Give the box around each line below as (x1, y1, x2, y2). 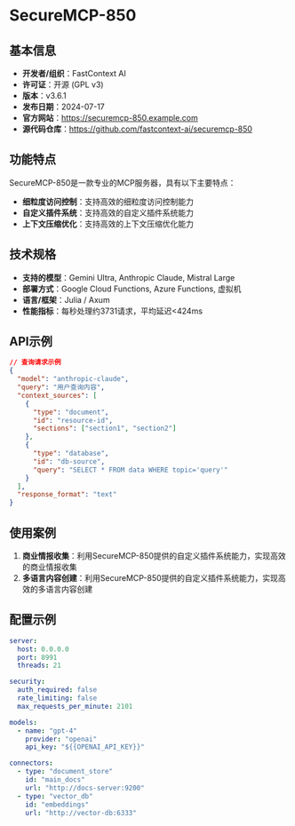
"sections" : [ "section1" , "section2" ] (32, 424, 177, 433)
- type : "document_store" (17, 767, 114, 776)
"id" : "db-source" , (32, 457, 105, 466)
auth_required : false (17, 686, 98, 695)
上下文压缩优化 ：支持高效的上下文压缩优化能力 (21, 218, 194, 229)
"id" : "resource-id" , (32, 416, 114, 425)
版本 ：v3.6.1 (21, 91, 67, 100)
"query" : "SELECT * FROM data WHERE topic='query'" (32, 465, 228, 474)
